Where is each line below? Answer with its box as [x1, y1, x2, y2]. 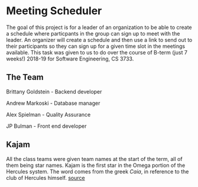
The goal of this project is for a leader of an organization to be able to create [6, 24, 192, 31]
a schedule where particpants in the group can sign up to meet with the [6, 30, 180, 37]
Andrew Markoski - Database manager [6, 99, 100, 107]
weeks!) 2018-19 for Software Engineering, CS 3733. [6, 55, 134, 62]
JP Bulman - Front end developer [6, 122, 87, 130]
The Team [6, 72, 44, 82]
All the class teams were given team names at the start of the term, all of [6, 155, 183, 162]
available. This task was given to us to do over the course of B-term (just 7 [6, 49, 188, 56]
